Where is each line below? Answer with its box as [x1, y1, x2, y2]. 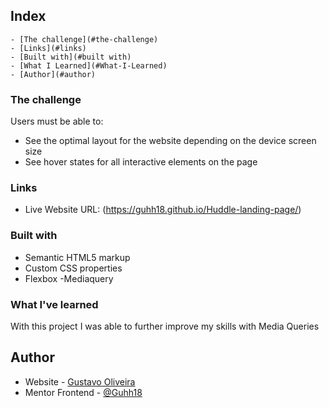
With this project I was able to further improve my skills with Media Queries [10, 320, 320, 332]
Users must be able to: [10, 115, 104, 128]
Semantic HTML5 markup [24, 251, 131, 263]
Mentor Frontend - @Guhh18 [24, 386, 143, 398]
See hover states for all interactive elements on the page [24, 156, 258, 168]
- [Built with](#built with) [10, 52, 132, 62]
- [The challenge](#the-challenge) [10, 34, 159, 44]
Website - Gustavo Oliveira [24, 375, 136, 388]
